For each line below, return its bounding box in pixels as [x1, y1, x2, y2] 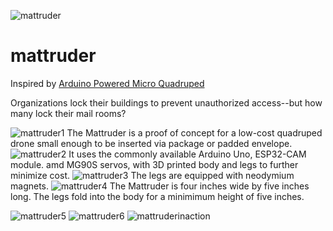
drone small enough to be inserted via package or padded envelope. [10, 137, 293, 149]
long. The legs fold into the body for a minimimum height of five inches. [10, 190, 305, 202]
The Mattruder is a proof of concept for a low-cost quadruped [66, 126, 323, 139]
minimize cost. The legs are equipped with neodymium [10, 169, 295, 181]
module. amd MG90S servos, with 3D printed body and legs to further [10, 158, 299, 170]
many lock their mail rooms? [10, 107, 127, 119]
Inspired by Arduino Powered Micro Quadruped [10, 77, 205, 89]
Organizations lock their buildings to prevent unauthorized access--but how [10, 96, 323, 109]
